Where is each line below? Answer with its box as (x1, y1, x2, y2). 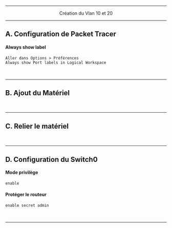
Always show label (5, 44, 46, 50)
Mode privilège (5, 170, 38, 176)
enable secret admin (5, 203, 50, 208)
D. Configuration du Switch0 (5, 155, 98, 164)
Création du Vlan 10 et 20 (59, 10, 113, 16)
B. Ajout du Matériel (5, 88, 70, 97)
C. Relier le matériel (5, 121, 69, 131)
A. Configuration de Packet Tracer (5, 30, 117, 38)
